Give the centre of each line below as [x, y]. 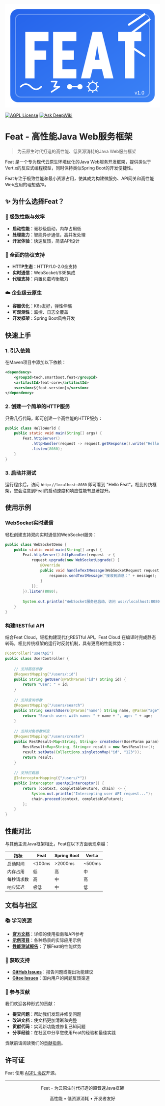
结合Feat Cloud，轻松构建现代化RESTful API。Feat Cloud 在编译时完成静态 [81, 637]
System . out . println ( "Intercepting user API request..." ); [92, 794]
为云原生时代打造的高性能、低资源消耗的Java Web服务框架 [77, 151]
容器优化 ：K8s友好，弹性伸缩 [42, 306]
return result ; [38, 757]
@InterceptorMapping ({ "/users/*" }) [50, 778]
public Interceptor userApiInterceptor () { [59, 783]
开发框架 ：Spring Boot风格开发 [43, 318]
